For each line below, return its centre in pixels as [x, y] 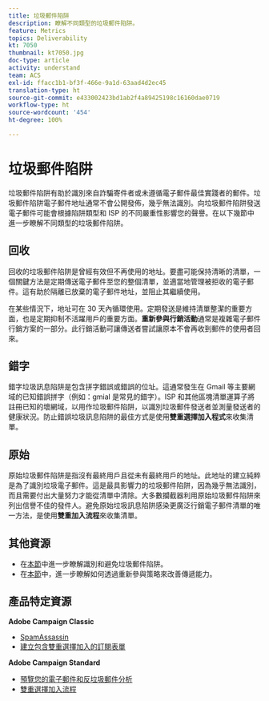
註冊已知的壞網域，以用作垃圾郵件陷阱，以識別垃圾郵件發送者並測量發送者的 [134, 407]
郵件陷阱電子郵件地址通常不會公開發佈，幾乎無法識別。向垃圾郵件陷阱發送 [138, 203]
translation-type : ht [44, 90]
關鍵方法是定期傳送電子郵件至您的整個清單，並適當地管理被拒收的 [124, 281]
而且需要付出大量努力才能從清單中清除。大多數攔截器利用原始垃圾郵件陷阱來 [134, 496]
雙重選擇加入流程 [48, 689]
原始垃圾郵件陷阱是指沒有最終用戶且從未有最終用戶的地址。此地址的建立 [127, 475]
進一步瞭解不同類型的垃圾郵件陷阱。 [68, 223]
